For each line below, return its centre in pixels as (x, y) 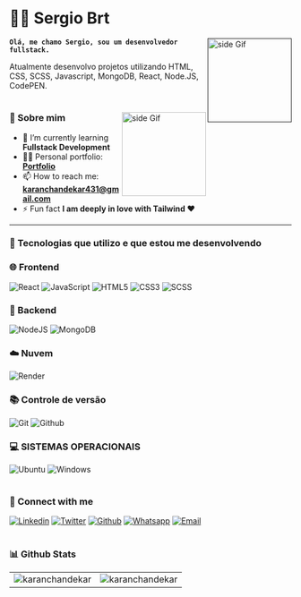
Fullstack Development (66, 147)
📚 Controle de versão (58, 400)
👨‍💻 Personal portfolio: (62, 157)
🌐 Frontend (34, 268)
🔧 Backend (33, 310)
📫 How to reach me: (60, 176)
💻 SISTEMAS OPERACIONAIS (75, 447)
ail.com (36, 198)
